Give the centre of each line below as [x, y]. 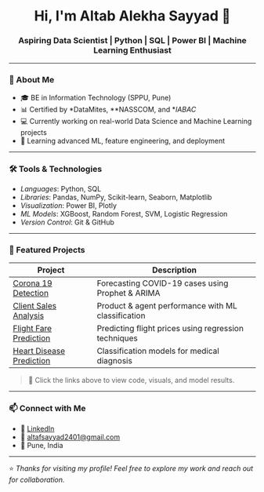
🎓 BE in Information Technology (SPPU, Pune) [96, 97]
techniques [117, 338]
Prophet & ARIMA [128, 293]
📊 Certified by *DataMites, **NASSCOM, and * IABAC [108, 109]
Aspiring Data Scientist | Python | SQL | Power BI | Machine [132, 41]
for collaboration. [37, 479]
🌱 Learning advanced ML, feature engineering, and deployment [123, 140]
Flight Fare [33, 329]
